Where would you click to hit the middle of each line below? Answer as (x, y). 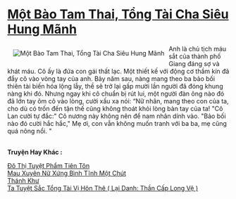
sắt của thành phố (195, 56)
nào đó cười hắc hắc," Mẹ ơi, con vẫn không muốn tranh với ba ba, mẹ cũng (117, 123)
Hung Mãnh (42, 29)
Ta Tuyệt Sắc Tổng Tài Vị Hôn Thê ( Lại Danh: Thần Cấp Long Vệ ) (103, 188)
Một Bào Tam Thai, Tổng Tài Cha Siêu (118, 14)
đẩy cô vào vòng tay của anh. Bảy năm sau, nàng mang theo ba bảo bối (111, 78)
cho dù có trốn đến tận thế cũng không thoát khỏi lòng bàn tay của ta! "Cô (115, 108)
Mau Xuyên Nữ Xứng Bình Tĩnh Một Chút (67, 173)
